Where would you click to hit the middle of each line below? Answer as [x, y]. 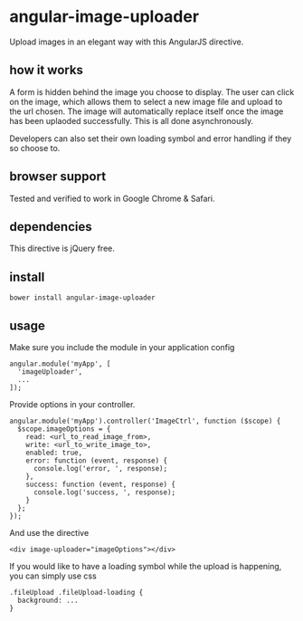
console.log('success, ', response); [104, 492]
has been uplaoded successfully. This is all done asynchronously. [132, 120]
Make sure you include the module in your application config [122, 347]
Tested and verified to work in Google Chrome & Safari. [112, 198]
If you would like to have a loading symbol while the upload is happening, [146, 566]
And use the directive [49, 533]
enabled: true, [54, 453]
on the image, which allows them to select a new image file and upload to [146, 101]
